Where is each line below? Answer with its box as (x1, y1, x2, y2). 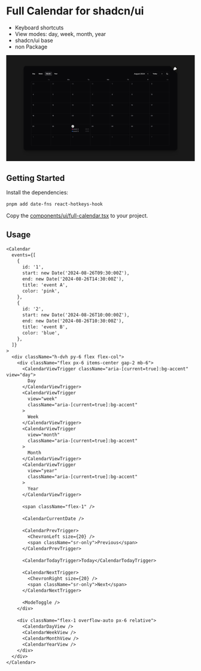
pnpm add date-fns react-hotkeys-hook (6, 201, 103, 207)
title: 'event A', (22, 282, 68, 288)
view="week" (28, 395, 58, 402)
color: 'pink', (22, 288, 60, 294)
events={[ (11, 252, 36, 258)
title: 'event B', (22, 324, 68, 330)
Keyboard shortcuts (14, 24, 64, 31)
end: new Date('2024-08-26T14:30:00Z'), (22, 276, 124, 282)
